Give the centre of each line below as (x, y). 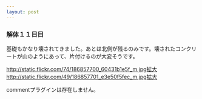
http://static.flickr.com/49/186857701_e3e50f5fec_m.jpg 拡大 (82, 77)
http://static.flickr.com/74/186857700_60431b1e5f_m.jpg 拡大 (82, 69)
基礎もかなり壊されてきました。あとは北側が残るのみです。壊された (91, 49)
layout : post (23, 12)
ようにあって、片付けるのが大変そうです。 (85, 56)
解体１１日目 (25, 34)
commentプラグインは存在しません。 (52, 89)
